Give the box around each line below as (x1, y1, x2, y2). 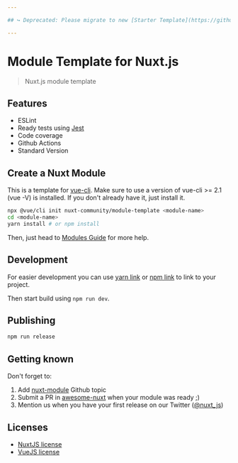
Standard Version (17, 146, 69, 155)
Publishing (7, 315, 56, 327)
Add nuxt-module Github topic (17, 386, 107, 394)
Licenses (7, 421, 48, 433)
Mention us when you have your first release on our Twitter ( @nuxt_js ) (17, 401, 224, 409)
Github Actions (17, 139, 62, 148)
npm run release (7, 333, 55, 341)
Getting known (7, 353, 74, 365)
